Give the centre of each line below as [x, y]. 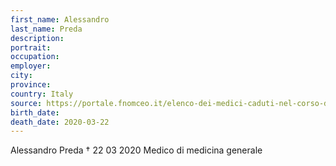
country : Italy [42, 94]
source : [26, 103]
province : [31, 85]
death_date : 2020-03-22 [60, 122]
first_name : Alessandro [60, 19]
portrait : [31, 47]
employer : [31, 66]
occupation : [35, 57]
